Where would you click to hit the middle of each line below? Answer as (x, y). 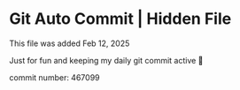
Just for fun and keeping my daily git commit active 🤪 (106, 60)
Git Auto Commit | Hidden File (120, 19)
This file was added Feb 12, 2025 (70, 43)
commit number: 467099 (54, 77)
